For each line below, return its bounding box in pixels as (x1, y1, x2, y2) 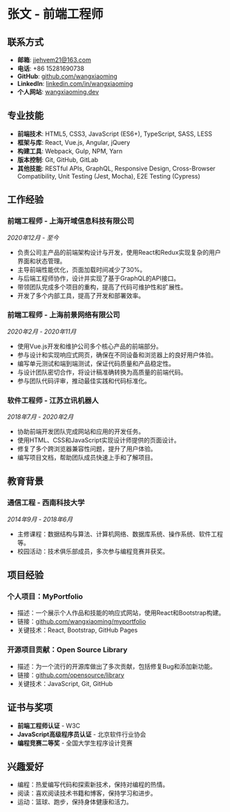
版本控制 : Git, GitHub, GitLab (17, 155, 99, 163)
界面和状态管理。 (17, 257, 66, 265)
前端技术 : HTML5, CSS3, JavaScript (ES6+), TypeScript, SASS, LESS (17, 129, 213, 138)
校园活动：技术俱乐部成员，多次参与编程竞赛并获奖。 (17, 547, 169, 555)
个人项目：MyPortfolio (7, 592, 84, 602)
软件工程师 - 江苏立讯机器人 (7, 395, 99, 405)
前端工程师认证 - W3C (17, 721, 81, 730)
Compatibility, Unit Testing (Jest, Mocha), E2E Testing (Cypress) (17, 172, 200, 180)
